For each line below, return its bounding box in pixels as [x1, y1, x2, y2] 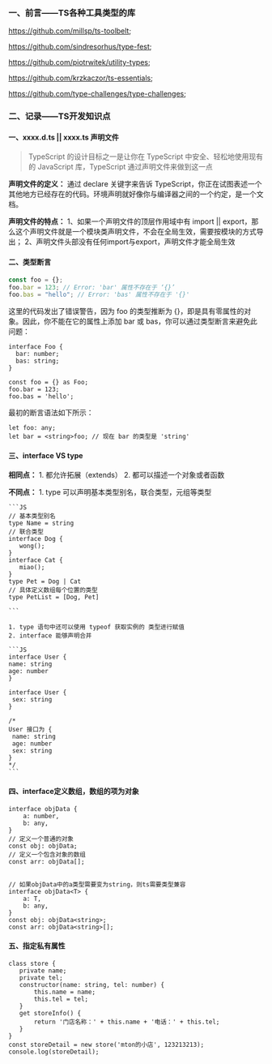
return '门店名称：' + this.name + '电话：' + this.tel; [33, 1018, 220, 1026]
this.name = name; [33, 988, 96, 996]
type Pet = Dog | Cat [8, 577, 82, 586]
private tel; [19, 973, 63, 982]
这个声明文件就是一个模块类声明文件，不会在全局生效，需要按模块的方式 [15, 227, 257, 237]
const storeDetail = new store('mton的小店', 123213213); [8, 1040, 205, 1049]
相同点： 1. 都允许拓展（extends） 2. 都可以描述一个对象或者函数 [8, 470, 225, 480]
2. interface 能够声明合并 [8, 632, 92, 640]
